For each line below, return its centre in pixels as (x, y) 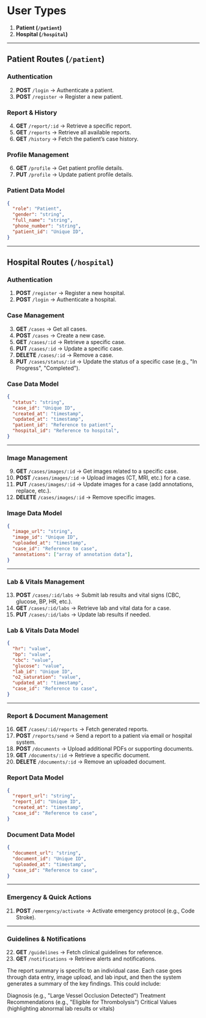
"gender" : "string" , (39, 215)
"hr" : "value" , (32, 649)
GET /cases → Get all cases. (51, 329)
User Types (37, 11)
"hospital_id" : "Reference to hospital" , (66, 431)
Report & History (32, 112)
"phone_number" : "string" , (47, 226)
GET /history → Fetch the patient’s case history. (77, 139)
